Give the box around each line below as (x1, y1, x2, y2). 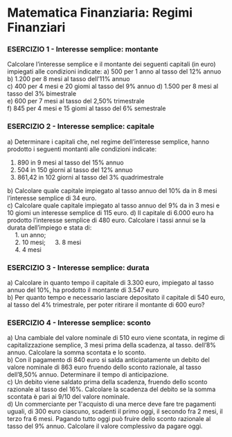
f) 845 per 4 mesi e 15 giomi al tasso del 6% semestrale (7, 104, 166, 112)
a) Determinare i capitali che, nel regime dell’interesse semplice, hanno (7, 137, 210, 146)
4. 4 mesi (15, 245, 42, 254)
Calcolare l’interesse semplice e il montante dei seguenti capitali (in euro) (7, 60, 216, 69)
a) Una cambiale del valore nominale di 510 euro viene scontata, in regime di (7, 334, 225, 342)
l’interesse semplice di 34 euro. (7, 194, 97, 202)
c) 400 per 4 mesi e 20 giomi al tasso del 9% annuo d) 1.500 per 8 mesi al (7, 82, 219, 91)
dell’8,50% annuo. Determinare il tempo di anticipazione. (7, 370, 169, 379)
